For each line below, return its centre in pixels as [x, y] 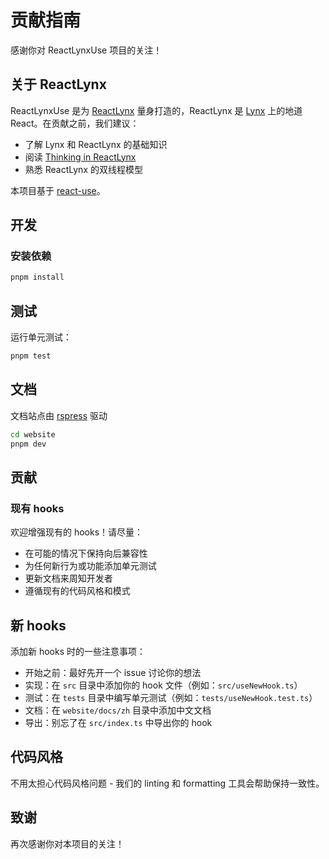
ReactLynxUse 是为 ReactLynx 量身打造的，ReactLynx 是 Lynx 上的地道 [156, 110]
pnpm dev [28, 444]
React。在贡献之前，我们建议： [75, 123]
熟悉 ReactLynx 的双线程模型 [83, 169]
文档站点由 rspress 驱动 [59, 415]
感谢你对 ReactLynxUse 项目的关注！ [86, 50]
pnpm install [37, 277]
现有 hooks [37, 508]
